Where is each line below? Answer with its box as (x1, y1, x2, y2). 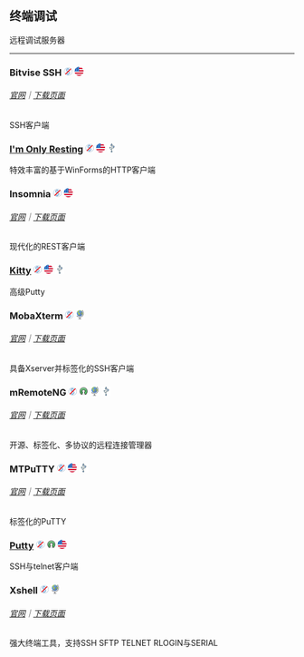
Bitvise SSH (9, 66, 62, 79)
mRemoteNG (9, 386, 67, 398)
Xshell (9, 584, 39, 597)
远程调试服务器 (9, 34, 65, 45)
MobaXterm (9, 309, 63, 322)
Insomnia (9, 188, 52, 201)
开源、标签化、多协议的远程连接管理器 (9, 439, 152, 450)
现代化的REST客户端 (9, 241, 86, 252)
